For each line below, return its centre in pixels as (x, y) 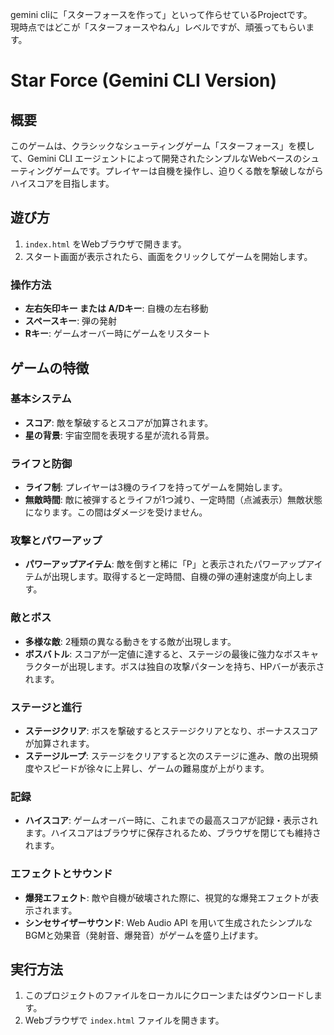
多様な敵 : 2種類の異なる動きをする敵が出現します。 (130, 641)
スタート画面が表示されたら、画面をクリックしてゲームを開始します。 (168, 256)
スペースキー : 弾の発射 (71, 321)
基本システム (41, 399)
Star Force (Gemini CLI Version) (144, 80)
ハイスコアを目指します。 (62, 183)
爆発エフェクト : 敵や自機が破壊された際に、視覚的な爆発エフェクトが (167, 897)
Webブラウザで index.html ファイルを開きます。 (124, 1020)
